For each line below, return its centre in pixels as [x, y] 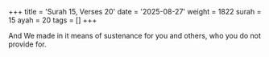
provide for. [27, 44]
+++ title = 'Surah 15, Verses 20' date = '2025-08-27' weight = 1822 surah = [135, 12]
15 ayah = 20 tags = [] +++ [53, 20]
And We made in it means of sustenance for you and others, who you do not [135, 36]
